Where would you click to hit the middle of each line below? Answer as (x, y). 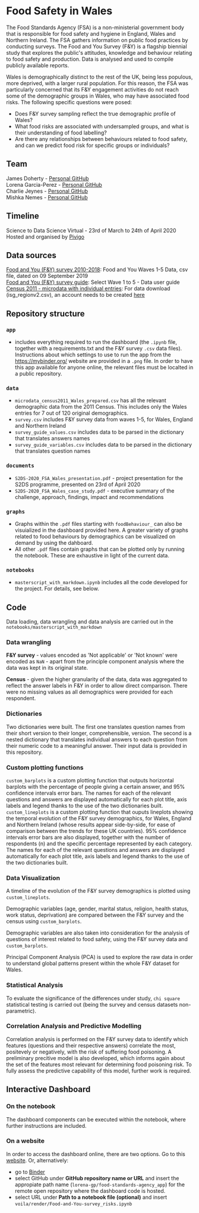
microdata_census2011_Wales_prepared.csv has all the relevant (90, 400)
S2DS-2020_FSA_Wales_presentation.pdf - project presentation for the (99, 478)
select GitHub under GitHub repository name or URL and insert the (97, 1178)
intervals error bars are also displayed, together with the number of (88, 837)
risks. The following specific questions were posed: (69, 102)
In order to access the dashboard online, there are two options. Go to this (96, 1154)
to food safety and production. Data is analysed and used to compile (90, 59)
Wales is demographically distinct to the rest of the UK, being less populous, (99, 77)
